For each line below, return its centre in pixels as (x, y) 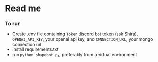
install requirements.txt (35, 49)
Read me (23, 8)
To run (13, 24)
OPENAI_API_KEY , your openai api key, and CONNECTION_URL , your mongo (82, 39)
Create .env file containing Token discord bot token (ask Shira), (75, 34)
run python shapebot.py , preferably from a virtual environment (74, 55)
